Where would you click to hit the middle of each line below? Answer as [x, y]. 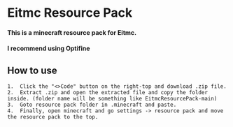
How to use [32, 70]
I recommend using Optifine [49, 48]
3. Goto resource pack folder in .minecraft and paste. [92, 105]
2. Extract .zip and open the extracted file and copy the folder [108, 93]
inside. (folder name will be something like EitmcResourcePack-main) [112, 99]
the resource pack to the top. [53, 117]
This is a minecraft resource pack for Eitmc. [72, 32]
